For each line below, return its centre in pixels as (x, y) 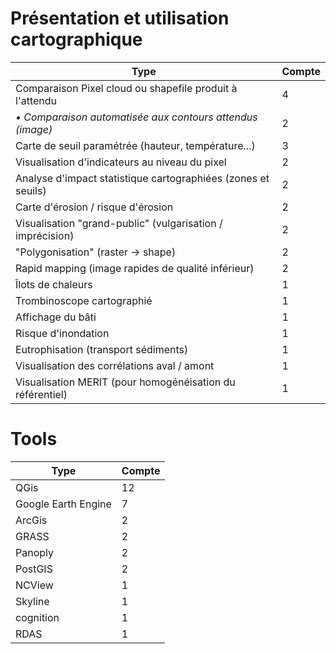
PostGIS (34, 569)
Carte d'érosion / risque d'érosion (94, 207)
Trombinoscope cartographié (84, 300)
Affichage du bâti (56, 317)
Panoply (34, 552)
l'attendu (36, 100)
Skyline (32, 601)
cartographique (76, 39)
